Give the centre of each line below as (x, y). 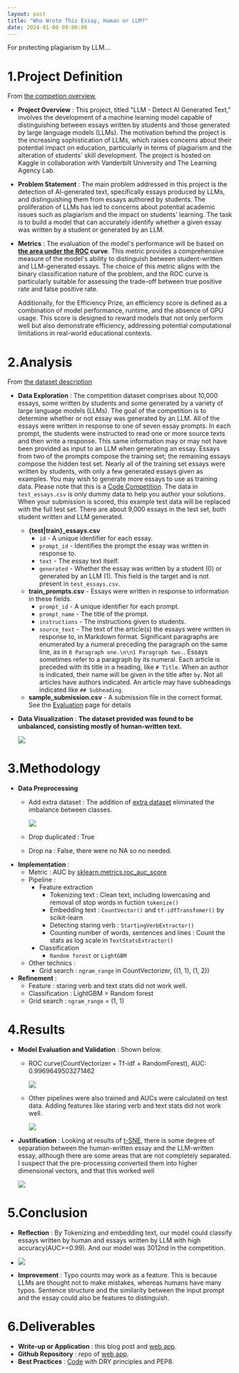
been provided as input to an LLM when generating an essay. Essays (118, 449)
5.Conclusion (47, 1213)
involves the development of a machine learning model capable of (115, 118)
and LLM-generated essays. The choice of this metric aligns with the (119, 266)
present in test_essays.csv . (80, 584)
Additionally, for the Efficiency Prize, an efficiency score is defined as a (122, 303)
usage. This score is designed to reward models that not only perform (120, 318)
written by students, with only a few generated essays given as (110, 471)
